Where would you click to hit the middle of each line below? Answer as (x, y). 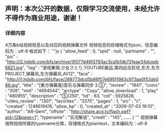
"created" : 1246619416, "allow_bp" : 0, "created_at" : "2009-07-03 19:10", (80, 106)
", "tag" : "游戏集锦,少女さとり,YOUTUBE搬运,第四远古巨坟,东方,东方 (91, 67)
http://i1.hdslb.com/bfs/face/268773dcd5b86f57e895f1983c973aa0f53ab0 (83, 79)
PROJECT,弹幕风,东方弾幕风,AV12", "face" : (49, 74)
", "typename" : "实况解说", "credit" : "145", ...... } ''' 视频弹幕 (97, 117)
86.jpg (12, 85)
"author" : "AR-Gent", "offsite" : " (38, 111)
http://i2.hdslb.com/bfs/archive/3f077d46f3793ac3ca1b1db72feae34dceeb (83, 62)
